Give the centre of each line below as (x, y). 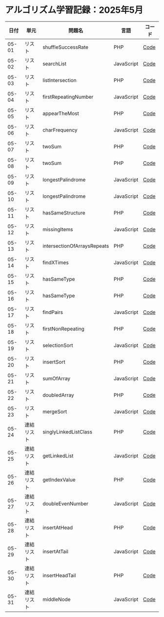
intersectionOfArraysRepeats (76, 246)
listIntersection (59, 80)
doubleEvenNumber (65, 504)
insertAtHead (58, 527)
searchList (54, 63)
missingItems (58, 229)
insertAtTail (55, 551)
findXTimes (56, 262)
